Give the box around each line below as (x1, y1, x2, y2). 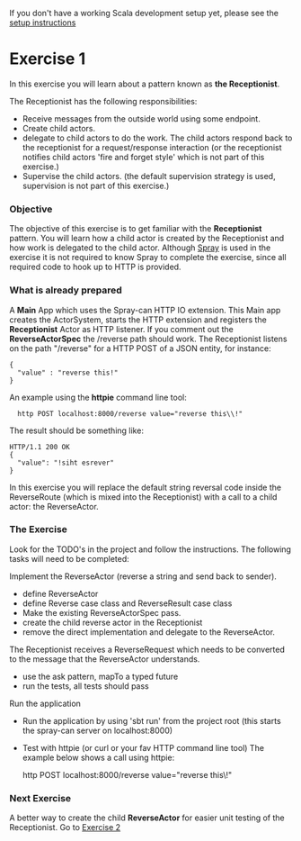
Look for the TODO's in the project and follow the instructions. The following (9, 544, 292, 555)
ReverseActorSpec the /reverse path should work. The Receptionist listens (9, 333, 288, 344)
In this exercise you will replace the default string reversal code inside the (9, 482, 281, 493)
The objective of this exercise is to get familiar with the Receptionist (9, 223, 262, 234)
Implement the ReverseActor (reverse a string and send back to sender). (9, 571, 277, 582)
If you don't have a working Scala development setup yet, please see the (9, 8, 279, 18)
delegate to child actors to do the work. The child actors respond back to (22, 132, 293, 143)
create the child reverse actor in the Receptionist (22, 617, 203, 628)
